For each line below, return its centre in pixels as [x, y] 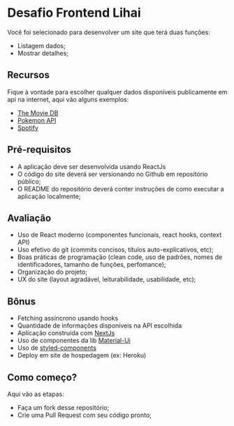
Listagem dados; [41, 45]
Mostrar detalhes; [43, 53]
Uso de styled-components [57, 348]
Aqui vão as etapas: [36, 394]
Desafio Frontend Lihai [74, 13]
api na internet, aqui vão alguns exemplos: [68, 99]
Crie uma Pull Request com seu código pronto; [85, 415]
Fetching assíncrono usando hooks [68, 318]
